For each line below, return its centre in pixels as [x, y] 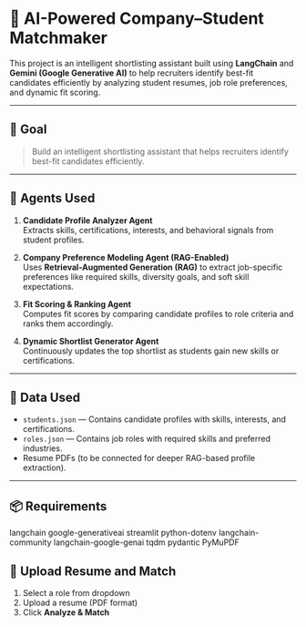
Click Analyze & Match [66, 612]
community [31, 542]
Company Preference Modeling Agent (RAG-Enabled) [126, 257]
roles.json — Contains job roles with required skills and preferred [147, 439]
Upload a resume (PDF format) [80, 602]
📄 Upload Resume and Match [93, 571]
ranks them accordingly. [68, 324]
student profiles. [53, 240]
